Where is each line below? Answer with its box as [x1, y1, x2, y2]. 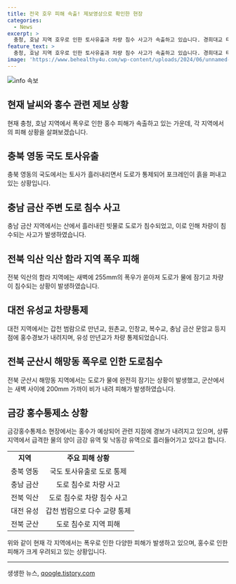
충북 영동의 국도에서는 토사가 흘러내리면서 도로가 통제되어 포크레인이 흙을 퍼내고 [7, 170, 227, 179]
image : [7, 56, 27, 63]
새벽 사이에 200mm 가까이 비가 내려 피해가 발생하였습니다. [14, 384, 176, 393]
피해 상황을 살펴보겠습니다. [14, 127, 88, 136]
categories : [7, 17, 42, 24]
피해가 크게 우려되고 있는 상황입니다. [7, 547, 107, 556]
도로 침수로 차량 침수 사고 [48, 493, 128, 503]
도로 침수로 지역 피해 [55, 519, 121, 529]
